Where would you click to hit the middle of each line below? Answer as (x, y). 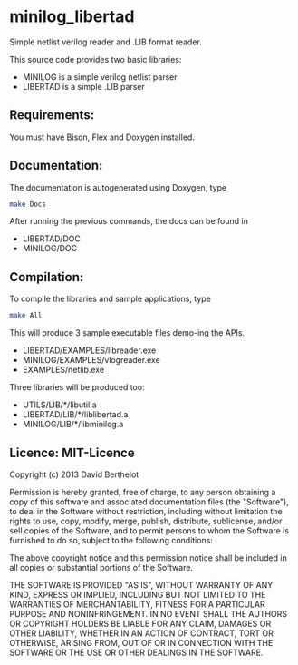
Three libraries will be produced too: (77, 387)
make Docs (28, 204)
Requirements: (52, 115)
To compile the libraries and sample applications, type (110, 299)
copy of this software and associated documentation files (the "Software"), (149, 502)
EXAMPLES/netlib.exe (63, 370)
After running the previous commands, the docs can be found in (129, 221)
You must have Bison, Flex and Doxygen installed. (102, 137)
